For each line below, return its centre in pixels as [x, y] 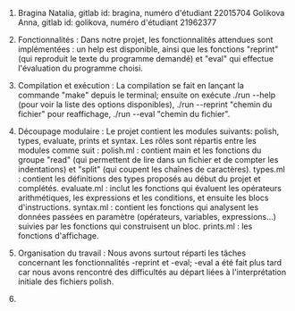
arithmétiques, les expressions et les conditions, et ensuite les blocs [143, 198]
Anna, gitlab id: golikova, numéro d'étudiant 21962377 [117, 22]
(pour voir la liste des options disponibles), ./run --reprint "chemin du [145, 105]
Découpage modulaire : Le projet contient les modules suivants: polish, [148, 131]
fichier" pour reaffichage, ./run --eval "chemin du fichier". [124, 114]
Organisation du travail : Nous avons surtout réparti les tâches [132, 253]
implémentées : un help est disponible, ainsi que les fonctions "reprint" [148, 49]
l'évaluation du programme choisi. [80, 68]
